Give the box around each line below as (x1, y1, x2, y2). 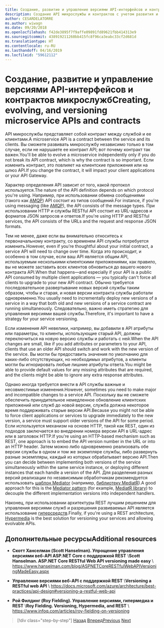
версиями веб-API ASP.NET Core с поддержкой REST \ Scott (12, 553, 140, 559)
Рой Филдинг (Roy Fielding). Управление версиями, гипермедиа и (12, 598, 154, 604)
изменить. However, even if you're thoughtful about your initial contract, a (5, 243, 153, 249)
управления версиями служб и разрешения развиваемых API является (5, 505, 155, 511)
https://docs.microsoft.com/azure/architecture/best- (50, 583, 156, 589)
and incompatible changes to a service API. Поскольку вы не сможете (5, 392, 149, 398)
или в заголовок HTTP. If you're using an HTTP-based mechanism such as (5, 433, 155, 439)
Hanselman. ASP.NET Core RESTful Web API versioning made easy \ (12, 558, 154, 564)
